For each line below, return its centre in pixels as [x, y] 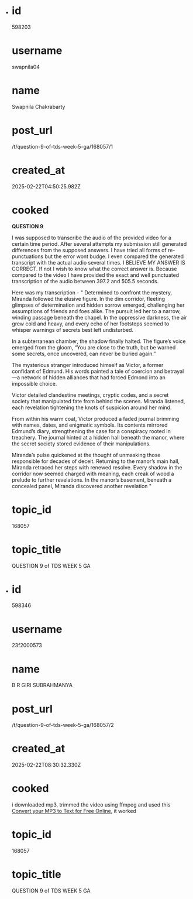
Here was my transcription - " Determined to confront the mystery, [92, 292]
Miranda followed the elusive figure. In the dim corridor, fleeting [88, 298]
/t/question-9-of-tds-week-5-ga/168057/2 [63, 725]
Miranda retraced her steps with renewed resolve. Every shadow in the [97, 467]
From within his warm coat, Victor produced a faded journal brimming [95, 418]
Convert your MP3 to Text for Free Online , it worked [74, 811]
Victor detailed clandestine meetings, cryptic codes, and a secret [90, 395]
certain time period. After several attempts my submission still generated [99, 243]
